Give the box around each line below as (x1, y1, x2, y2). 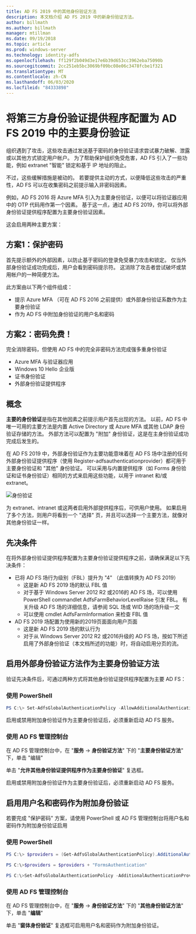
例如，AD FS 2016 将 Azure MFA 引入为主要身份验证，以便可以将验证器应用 (6, 194, 188, 201)
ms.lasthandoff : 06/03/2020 (6, 80, 75, 85)
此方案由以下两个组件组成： (6, 283, 73, 290)
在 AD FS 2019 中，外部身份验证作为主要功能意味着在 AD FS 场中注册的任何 (6, 450, 188, 457)
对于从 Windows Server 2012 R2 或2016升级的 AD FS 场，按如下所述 (23, 633, 188, 640)
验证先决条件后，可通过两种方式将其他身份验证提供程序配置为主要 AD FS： (6, 675, 186, 682)
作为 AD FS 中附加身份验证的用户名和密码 (14, 310, 115, 317)
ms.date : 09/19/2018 (6, 36, 57, 42)
